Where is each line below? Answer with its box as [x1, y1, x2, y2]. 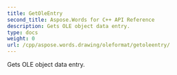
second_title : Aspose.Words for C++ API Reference [7, 16, 155, 23]
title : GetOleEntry [7, 10, 63, 17]
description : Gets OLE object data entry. [7, 22, 130, 29]
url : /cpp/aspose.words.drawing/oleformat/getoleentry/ [7, 42, 170, 48]
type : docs [7, 29, 38, 36]
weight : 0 [7, 35, 36, 42]
